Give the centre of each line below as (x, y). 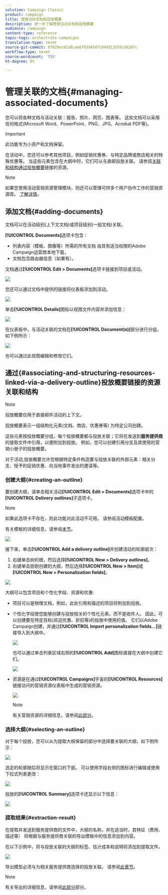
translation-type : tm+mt (31, 43)
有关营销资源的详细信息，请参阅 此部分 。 (54, 715)
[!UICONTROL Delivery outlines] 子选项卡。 (50, 498)
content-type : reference (31, 33)
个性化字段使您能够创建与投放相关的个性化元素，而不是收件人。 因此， (85, 614)
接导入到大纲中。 (30, 633)
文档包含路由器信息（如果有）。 (44, 258)
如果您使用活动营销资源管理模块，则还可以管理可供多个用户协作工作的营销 (82, 188)
